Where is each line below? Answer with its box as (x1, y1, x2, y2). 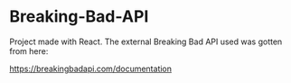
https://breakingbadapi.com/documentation (9, 63, 173, 74)
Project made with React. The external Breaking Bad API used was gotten (9, 36, 283, 47)
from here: (9, 45, 49, 56)
